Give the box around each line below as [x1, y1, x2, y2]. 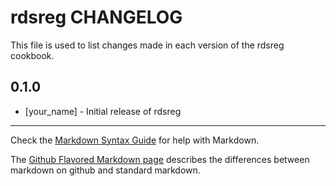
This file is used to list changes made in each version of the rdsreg [10, 39, 285, 51]
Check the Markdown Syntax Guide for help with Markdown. [10, 134, 260, 146]
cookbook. [10, 49, 55, 61]
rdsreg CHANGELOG [10, 6, 183, 29]
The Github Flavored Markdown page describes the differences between [10, 153, 310, 165]
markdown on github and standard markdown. [10, 164, 201, 176]
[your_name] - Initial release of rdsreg [24, 105, 182, 117]
